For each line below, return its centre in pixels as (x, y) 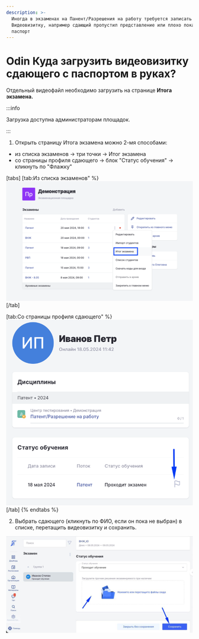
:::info (13, 108)
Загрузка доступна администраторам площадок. (68, 120)
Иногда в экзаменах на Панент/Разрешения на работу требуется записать (102, 19)
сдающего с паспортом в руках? (91, 74)
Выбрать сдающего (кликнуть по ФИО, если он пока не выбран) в (98, 521)
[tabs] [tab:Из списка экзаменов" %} (52, 178)
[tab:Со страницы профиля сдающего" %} (59, 317)
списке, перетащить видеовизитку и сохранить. (76, 528)
